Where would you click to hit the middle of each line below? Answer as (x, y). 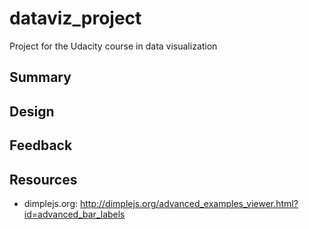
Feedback (41, 145)
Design (32, 111)
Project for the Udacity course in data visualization (113, 46)
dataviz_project (75, 18)
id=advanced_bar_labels (74, 214)
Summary (40, 77)
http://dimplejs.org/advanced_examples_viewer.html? (189, 203)
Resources (43, 179)
